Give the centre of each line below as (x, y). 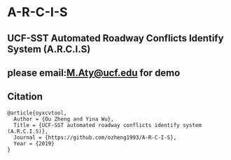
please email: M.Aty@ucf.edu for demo (94, 73)
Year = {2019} (34, 144)
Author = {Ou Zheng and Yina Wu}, (64, 119)
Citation (25, 96)
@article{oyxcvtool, (37, 113)
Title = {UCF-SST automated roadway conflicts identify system (107, 125)
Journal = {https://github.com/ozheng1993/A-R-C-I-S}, (95, 138)
